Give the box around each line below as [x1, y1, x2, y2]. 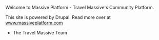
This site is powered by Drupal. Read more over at [5, 14, 111, 20]
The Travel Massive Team [12, 30, 68, 35]
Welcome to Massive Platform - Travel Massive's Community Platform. [5, 5, 154, 10]
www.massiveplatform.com [5, 20, 63, 26]
